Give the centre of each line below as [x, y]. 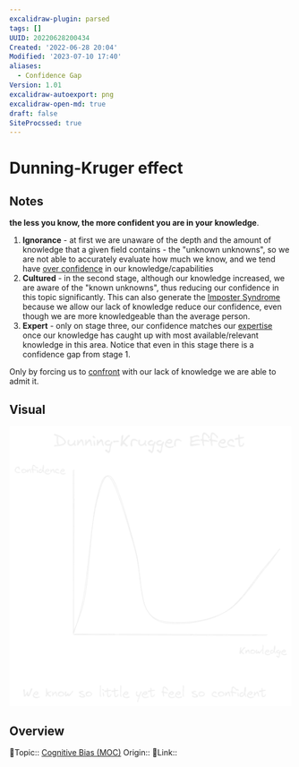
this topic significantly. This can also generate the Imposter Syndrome [151, 297]
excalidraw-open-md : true [57, 104]
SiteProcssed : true [46, 123]
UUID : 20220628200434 [50, 38]
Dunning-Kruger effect [96, 168]
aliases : [26, 66]
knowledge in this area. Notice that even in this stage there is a [138, 345]
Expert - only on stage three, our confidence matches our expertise [147, 326]
